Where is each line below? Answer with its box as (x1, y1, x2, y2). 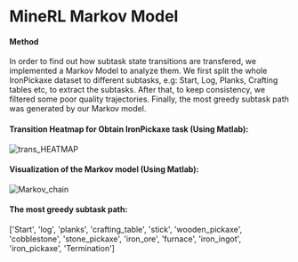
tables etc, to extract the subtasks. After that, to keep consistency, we (9, 85, 265, 95)
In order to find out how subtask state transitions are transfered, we (9, 56, 256, 67)
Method (9, 36, 39, 46)
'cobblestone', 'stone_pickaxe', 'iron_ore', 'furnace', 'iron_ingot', (9, 233, 242, 244)
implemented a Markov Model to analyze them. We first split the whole (9, 65, 268, 77)
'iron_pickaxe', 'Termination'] (9, 243, 116, 253)
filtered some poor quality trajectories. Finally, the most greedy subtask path (9, 94, 289, 104)
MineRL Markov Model (9, 6, 179, 27)
